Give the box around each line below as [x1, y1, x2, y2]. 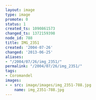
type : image [5, 12, 30, 17]
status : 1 [5, 21, 26, 27]
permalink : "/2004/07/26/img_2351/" [5, 64, 82, 69]
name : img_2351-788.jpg [14, 87, 65, 92]
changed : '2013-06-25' [5, 49, 53, 55]
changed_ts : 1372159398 [5, 31, 56, 36]
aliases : [5, 54, 24, 60]
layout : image [5, 7, 35, 13]
